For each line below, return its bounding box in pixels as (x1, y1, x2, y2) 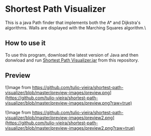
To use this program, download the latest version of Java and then (5, 52, 139, 58)
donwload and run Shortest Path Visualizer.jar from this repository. (5, 57, 139, 63)
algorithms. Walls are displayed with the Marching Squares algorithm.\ (5, 24, 146, 30)
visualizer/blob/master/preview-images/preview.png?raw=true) (5, 100, 132, 106)
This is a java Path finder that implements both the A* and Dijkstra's (5, 20, 141, 25)
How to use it (5, 39, 46, 47)
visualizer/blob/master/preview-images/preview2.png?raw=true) (5, 125, 135, 131)
